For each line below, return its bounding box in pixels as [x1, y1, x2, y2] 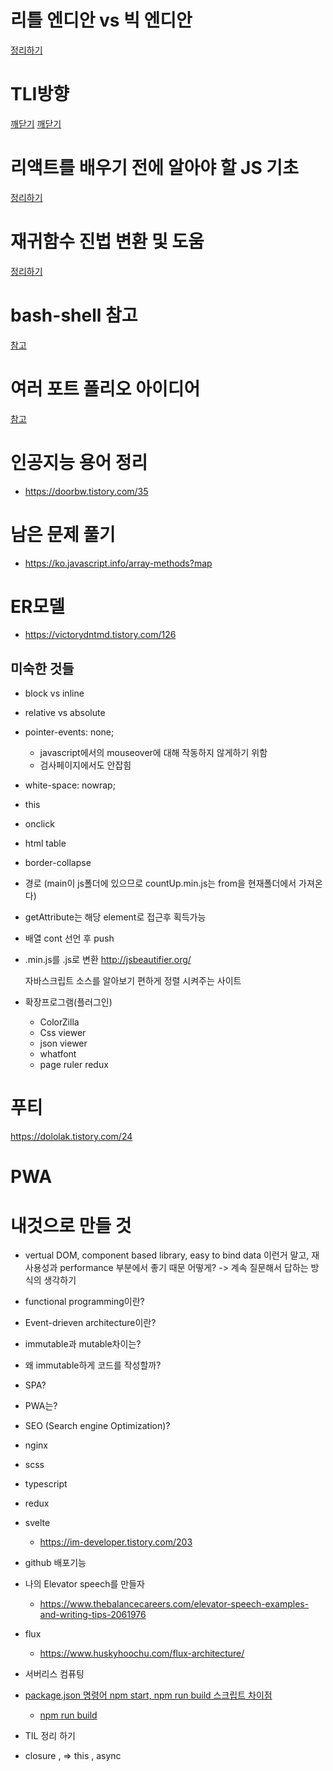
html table [24, 837, 67, 850]
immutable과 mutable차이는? [24, 1338, 142, 1350]
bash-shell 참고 [10, 304, 138, 326]
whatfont [39, 1048, 77, 1060]
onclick [24, 818, 55, 830]
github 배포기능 [24, 1557, 87, 1569]
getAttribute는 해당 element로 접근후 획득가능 [24, 911, 207, 923]
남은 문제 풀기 [10, 523, 116, 546]
